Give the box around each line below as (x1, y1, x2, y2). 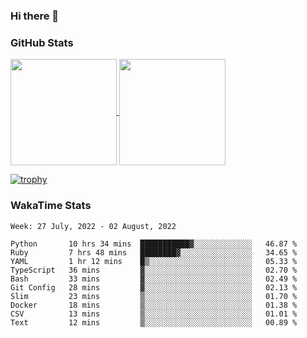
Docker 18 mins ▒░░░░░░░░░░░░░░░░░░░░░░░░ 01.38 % (10, 300, 298, 310)
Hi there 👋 (10, 9, 60, 23)
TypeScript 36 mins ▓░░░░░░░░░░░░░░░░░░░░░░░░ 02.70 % (10, 265, 298, 275)
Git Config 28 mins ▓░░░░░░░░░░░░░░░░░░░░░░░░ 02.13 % (10, 282, 298, 293)
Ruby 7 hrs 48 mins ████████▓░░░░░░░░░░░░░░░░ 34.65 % (10, 247, 298, 258)
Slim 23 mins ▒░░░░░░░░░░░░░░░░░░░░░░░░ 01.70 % (10, 291, 298, 301)
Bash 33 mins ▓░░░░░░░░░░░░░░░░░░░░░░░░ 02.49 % (10, 274, 298, 284)
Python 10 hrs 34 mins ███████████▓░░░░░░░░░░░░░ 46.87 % (10, 239, 298, 249)
